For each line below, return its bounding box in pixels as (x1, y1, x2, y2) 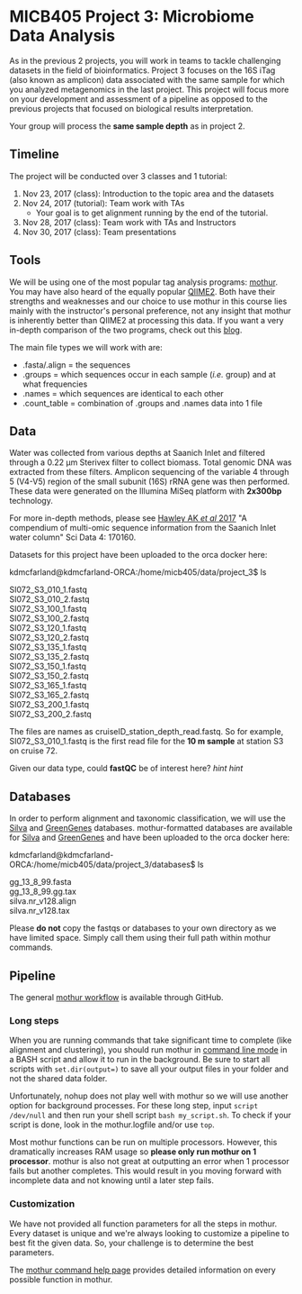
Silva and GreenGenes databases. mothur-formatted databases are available (9, 823, 293, 834)
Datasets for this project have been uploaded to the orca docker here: (9, 550, 268, 560)
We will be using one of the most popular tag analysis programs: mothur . (9, 277, 279, 287)
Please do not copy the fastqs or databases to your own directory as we (9, 923, 277, 934)
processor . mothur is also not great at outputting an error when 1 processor (9, 1156, 290, 1167)
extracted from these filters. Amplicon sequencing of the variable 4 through (9, 467, 289, 478)
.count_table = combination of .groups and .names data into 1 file (22, 397, 263, 408)
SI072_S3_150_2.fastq (9, 670, 90, 681)
